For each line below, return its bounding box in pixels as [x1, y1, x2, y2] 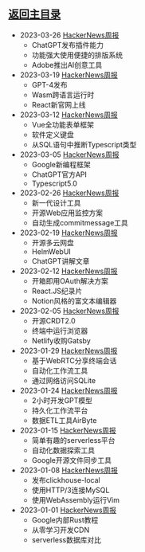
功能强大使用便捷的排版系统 [31, 50, 123, 60]
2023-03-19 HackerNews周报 [19, 70, 118, 80]
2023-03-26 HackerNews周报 [19, 30, 120, 40]
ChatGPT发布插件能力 [31, 40, 104, 49]
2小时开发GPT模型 [31, 395, 93, 405]
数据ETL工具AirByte [31, 415, 97, 425]
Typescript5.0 [31, 178, 78, 188]
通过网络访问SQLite [31, 375, 96, 385]
